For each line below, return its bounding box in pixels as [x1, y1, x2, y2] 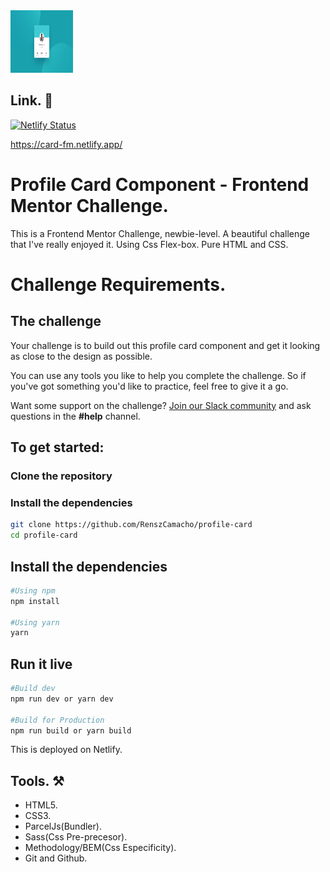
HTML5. [24, 799, 58, 811]
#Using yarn [10, 617, 60, 628]
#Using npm [10, 585, 56, 596]
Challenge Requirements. [10, 273, 227, 296]
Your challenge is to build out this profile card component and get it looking [10, 339, 321, 351]
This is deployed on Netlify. [10, 744, 123, 756]
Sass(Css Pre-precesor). [24, 831, 128, 843]
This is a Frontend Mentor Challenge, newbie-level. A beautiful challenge [10, 227, 310, 239]
